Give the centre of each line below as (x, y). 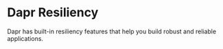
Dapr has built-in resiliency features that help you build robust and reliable (112, 31)
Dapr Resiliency (53, 13)
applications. (25, 38)
